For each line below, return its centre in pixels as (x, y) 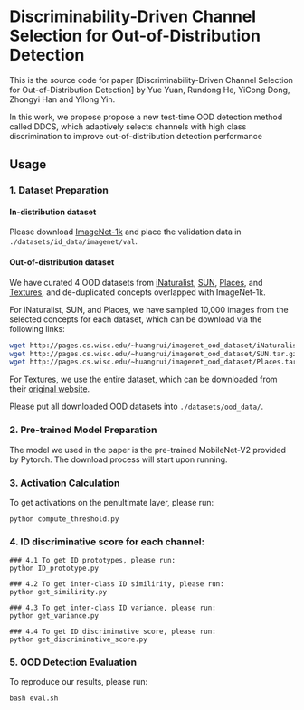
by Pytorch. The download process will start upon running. (119, 459)
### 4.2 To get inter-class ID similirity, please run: (117, 584)
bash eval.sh (34, 698)
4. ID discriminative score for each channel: (107, 542)
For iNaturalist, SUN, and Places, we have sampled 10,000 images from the (149, 309)
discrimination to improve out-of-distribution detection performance (136, 136)
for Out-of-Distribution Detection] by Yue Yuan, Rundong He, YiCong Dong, (150, 90)
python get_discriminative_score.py (78, 639)
